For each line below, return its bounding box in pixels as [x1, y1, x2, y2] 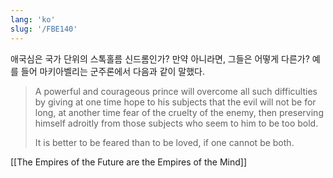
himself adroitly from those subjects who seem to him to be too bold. [34, 117, 319, 129]
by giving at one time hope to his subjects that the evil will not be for [34, 96, 317, 108]
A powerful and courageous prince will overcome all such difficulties [34, 85, 318, 97]
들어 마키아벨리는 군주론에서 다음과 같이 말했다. [20, 65, 206, 77]
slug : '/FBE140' [10, 24, 78, 34]
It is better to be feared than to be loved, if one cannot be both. [34, 136, 295, 148]
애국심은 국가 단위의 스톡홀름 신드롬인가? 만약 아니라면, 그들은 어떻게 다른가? [10, 52, 310, 65]
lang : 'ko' [10, 14, 56, 25]
